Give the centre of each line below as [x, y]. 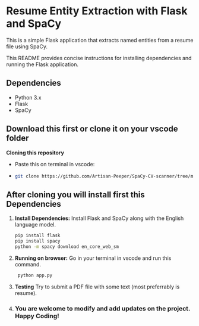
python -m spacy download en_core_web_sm [67, 247]
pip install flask [37, 236]
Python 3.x [28, 97]
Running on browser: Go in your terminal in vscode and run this [93, 258]
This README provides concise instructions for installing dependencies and [99, 58]
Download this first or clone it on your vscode [92, 129]
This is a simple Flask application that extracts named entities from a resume [100, 40]
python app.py [35, 275]
